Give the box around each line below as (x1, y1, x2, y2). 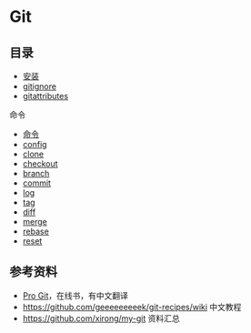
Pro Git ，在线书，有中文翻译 (22, 289, 129, 301)
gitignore (22, 81, 57, 92)
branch (22, 168, 50, 178)
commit (22, 177, 52, 188)
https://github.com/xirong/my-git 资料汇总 (22, 312, 180, 324)
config (22, 139, 47, 149)
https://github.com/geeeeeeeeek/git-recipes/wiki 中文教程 (22, 301, 242, 312)
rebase (22, 226, 50, 237)
